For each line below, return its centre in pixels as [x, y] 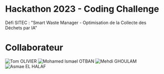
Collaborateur [34, 48]
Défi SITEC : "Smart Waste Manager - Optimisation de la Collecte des [76, 23]
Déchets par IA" [21, 27]
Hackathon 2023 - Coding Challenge [82, 9]
